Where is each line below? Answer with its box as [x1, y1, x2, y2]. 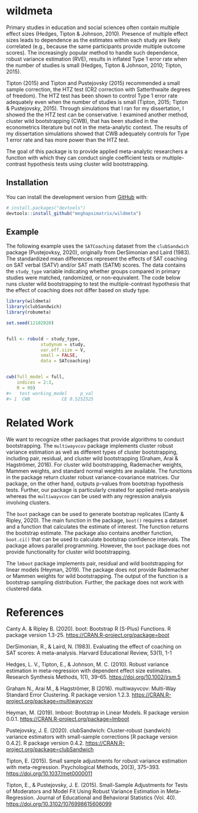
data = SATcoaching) [40, 358, 92, 364]
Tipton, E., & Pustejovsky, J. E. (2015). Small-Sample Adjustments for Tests [6, 782, 188, 789]
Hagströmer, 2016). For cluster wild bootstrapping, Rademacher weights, [6, 461, 183, 468]
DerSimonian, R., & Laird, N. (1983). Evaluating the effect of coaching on [6, 643, 182, 650]
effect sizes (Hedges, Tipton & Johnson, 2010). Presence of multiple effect [6, 30, 188, 37]
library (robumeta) [6, 309, 51, 315]
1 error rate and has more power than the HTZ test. [6, 136, 130, 143]
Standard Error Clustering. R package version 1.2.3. [6, 691, 131, 698]
